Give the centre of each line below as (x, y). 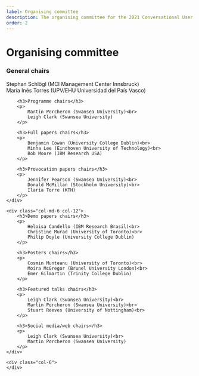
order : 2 (17, 23)
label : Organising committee (42, 12)
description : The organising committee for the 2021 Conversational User (100, 17)
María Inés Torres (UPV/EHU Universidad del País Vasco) (76, 90)
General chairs (28, 71)
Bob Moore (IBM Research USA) (65, 153)
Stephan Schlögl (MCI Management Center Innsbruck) (73, 84)
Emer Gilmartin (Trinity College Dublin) (80, 273)
